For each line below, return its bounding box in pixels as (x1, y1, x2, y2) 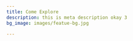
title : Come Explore (6, 8, 59, 15)
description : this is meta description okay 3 (6, 14, 127, 20)
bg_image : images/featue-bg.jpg (6, 20, 89, 26)
